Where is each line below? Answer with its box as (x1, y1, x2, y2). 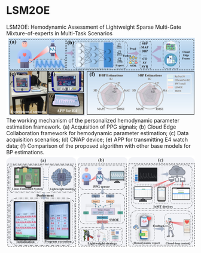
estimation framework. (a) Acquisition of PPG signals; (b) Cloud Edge (6, 123, 176, 130)
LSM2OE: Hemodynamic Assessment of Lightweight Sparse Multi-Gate (6, 23, 181, 31)
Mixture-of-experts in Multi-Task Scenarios (6, 29, 112, 36)
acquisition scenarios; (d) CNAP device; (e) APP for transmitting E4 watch (6, 136, 188, 143)
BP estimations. (6, 148, 45, 156)
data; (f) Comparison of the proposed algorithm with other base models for (6, 142, 191, 150)
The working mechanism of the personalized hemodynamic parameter (6, 117, 179, 124)
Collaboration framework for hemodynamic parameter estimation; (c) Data (6, 129, 189, 136)
